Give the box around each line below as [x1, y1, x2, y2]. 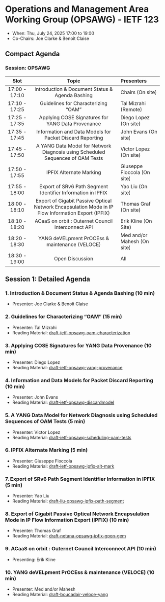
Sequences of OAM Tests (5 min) [5, 418, 85, 425]
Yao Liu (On [120, 183, 148, 190]
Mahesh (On [120, 238, 149, 245]
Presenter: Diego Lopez [12, 359, 60, 365]
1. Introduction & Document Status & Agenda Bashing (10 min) [5, 289, 155, 296]
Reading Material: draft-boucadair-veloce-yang [12, 591, 108, 597]
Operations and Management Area [5, 3, 149, 15]
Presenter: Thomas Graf [12, 528, 61, 533]
